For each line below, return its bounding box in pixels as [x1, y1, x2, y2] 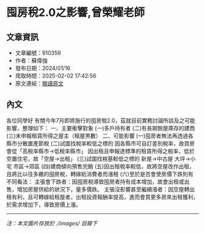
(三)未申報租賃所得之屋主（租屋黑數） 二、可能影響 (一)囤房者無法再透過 [6, 132, 189, 139]
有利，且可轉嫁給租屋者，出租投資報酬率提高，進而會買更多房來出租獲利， [11, 193, 199, 201]
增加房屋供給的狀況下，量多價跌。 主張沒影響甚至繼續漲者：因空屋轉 [16, 185, 190, 193]
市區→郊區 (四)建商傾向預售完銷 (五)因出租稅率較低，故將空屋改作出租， [13, 163, 195, 170]
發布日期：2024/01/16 [15, 65, 71, 72]
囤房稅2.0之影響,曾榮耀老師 [6, 6, 145, 20]
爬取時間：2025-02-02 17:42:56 [15, 72, 96, 80]
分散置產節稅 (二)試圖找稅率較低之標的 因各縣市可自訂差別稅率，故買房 [16, 139, 195, 147]
